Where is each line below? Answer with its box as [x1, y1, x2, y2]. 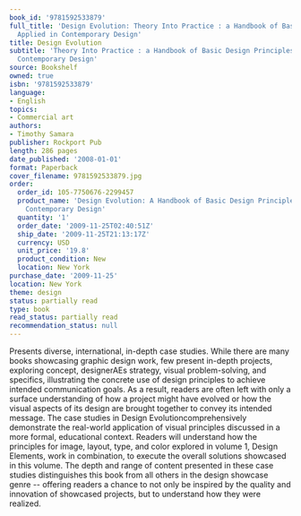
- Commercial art [9, 113, 74, 122]
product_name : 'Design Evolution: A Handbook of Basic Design [17, 196, 254, 206]
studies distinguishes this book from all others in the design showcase [9, 469, 269, 480]
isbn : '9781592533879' [9, 80, 94, 89]
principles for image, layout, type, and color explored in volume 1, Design [9, 441, 279, 451]
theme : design [9, 288, 63, 297]
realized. [9, 498, 42, 509]
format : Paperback [9, 163, 78, 172]
